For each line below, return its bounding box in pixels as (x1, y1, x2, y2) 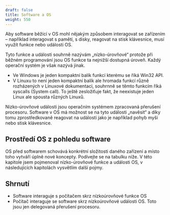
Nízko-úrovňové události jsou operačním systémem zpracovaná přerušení (5, 104, 161, 110)
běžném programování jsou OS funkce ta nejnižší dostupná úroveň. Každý (5, 57, 161, 63)
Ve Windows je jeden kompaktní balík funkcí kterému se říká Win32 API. (12, 72, 164, 78)
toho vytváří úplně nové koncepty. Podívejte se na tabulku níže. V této (5, 154, 152, 160)
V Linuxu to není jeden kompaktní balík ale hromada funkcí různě (12, 77, 149, 84)
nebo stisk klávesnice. (5, 120, 52, 126)
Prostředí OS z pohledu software (5, 135, 111, 143)
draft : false (5, 7, 33, 13)
